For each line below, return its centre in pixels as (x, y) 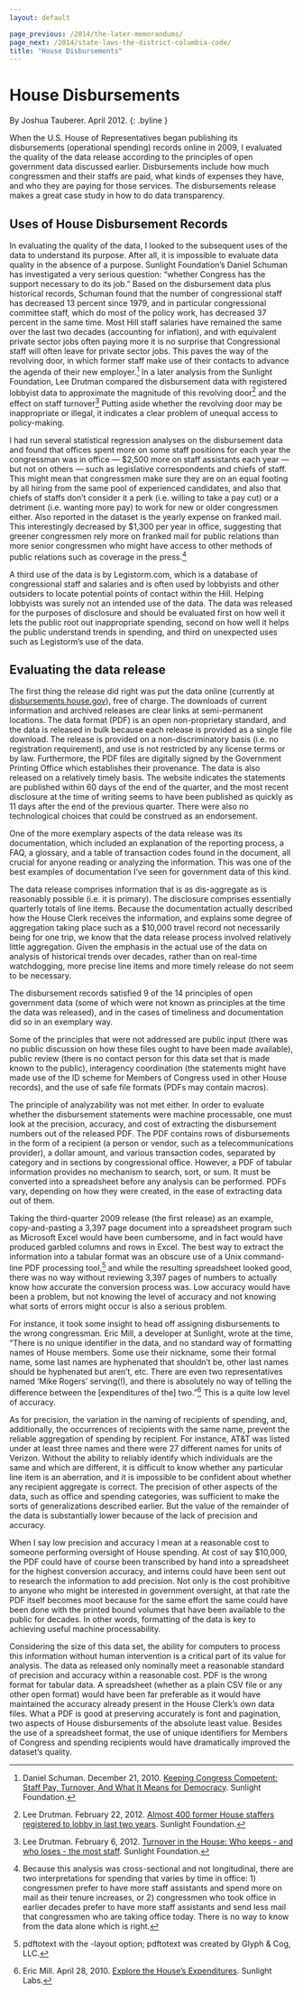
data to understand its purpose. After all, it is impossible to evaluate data (144, 255)
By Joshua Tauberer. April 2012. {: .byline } (89, 121)
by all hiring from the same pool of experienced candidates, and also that (145, 487)
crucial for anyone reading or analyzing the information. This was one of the (150, 862)
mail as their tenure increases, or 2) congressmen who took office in (149, 1897)
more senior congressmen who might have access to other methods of (141, 545)
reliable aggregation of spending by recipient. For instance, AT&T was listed (150, 1438)
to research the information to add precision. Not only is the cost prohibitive (150, 1581)
